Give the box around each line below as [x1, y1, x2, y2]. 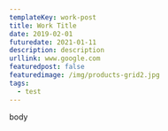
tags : [9, 79, 29, 88]
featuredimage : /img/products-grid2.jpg [9, 71, 161, 80]
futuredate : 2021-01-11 [9, 37, 97, 47]
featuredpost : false [9, 63, 86, 72]
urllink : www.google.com [9, 54, 101, 63]
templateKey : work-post [9, 12, 97, 22]
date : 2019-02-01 [9, 29, 73, 38]
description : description [9, 46, 104, 55]
